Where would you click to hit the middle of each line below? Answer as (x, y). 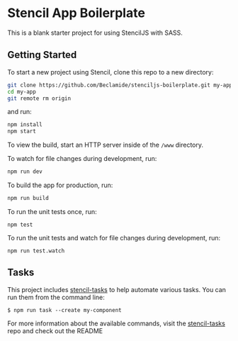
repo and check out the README (55, 330)
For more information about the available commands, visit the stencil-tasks (116, 323)
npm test (20, 225)
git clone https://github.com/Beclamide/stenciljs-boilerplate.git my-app (120, 85)
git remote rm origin (39, 98)
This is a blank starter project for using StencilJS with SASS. (95, 33)
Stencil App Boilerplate (76, 13)
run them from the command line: (56, 297)
